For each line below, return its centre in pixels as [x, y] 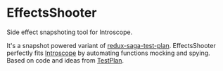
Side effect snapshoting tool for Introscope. [70, 32]
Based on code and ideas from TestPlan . [65, 60]
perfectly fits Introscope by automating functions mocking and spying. [108, 53]
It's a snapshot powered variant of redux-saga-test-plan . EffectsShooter [111, 45]
